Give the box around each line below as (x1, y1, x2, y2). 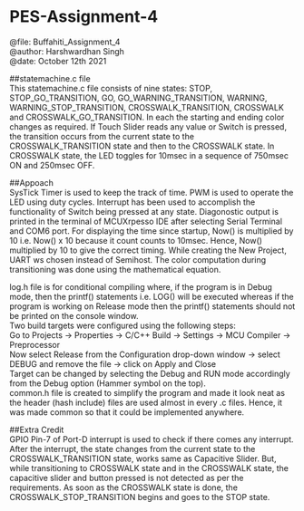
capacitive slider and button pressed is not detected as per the (9, 472, 244, 483)
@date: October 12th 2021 (9, 55, 107, 66)
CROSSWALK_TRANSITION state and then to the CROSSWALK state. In (9, 140, 275, 151)
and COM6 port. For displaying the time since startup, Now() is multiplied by (9, 225, 294, 236)
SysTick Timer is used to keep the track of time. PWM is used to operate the (9, 187, 294, 198)
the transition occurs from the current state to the (9, 130, 195, 141)
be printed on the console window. (9, 310, 139, 321)
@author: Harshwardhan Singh (9, 45, 125, 56)
